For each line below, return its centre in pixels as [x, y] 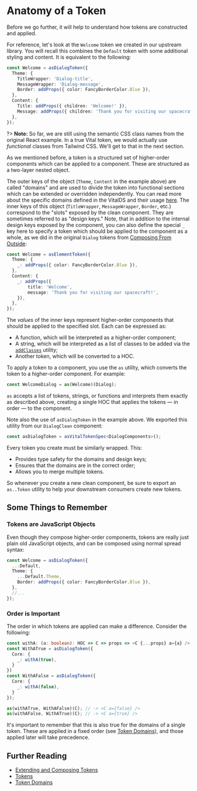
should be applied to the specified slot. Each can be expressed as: [87, 326]
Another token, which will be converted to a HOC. [75, 357]
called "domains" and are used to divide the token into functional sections [96, 187]
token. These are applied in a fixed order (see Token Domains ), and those [95, 731]
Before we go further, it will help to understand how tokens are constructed [97, 27]
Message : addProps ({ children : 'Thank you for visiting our [92, 111]
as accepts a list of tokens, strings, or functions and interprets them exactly [97, 396]
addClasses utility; [36, 350]
